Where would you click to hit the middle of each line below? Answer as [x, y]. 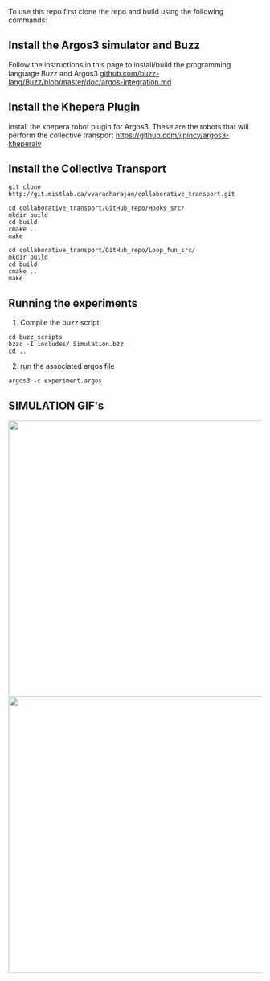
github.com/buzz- [130, 73]
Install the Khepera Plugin [74, 107]
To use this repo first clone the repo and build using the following [116, 12]
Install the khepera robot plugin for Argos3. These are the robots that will [129, 126]
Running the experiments [73, 303]
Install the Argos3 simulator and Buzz [104, 45]
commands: [28, 20]
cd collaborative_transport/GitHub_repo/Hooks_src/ [96, 208]
